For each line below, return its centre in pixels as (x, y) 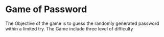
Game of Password (46, 9)
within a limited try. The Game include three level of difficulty (69, 28)
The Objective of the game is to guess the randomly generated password (82, 23)
